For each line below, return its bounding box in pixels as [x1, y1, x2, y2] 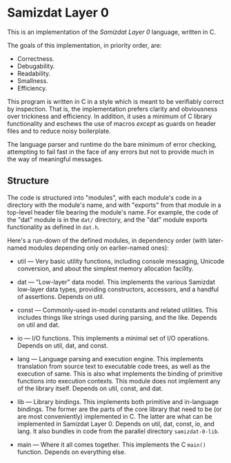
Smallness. [17, 76, 48, 84]
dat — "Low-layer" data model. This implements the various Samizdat [17, 278, 216, 286]
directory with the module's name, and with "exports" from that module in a [7, 201, 222, 209]
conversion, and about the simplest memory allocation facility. [17, 264, 194, 273]
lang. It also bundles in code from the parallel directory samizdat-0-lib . [17, 427, 219, 435]
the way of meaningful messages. [7, 154, 103, 163]
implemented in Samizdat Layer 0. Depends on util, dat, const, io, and [17, 419, 215, 428]
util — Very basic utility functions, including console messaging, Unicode [17, 257, 225, 265]
